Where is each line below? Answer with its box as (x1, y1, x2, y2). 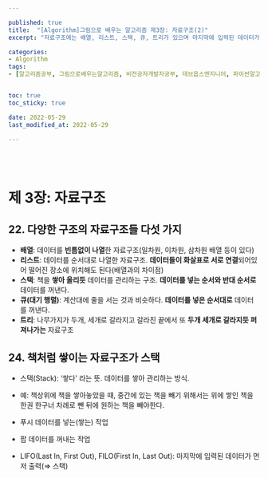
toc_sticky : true (8, 99, 66, 107)
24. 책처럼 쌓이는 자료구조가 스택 (8, 350, 160, 364)
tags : (8, 63, 26, 71)
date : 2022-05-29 (8, 113, 66, 121)
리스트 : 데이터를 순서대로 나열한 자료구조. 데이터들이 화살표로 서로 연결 (19, 255, 238, 265)
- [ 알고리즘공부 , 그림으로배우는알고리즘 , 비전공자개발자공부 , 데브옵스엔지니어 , (8, 70, 230, 78)
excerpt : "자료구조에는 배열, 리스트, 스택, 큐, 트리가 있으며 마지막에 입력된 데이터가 (8, 34, 260, 41)
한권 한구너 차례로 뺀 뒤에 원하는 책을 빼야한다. (19, 401, 165, 410)
